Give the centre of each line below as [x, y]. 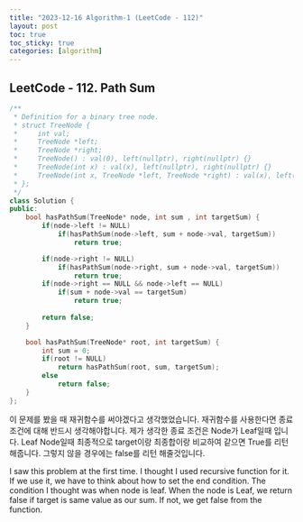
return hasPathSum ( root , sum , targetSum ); [138, 367]
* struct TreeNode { [52, 125]
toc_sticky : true [42, 43]
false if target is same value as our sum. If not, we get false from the [136, 499]
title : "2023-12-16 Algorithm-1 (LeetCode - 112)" [106, 18]
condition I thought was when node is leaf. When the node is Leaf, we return [151, 490]
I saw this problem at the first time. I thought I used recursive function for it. [150, 471]
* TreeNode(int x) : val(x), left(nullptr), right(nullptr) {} [142, 168]
